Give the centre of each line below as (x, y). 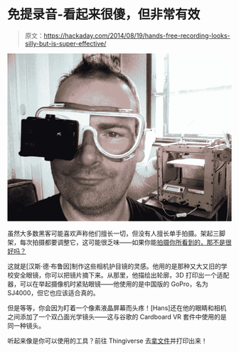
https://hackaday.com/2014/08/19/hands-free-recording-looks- (137, 35)
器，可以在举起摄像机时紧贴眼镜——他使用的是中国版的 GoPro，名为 (108, 284)
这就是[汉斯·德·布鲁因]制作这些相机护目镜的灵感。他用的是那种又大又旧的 (115, 266)
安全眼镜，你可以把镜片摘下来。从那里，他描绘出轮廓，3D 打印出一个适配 (121, 275)
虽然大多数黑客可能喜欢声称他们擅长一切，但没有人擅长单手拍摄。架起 (110, 233)
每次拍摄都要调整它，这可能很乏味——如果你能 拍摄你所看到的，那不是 (122, 242)
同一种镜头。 (26, 325)
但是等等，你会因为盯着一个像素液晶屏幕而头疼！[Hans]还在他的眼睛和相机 (117, 308)
